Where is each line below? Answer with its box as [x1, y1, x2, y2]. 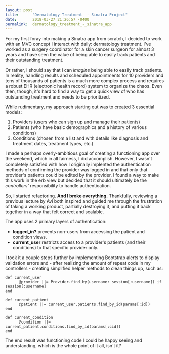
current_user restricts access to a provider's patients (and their [12, 239, 146, 245]
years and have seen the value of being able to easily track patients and [5, 52, 155, 58]
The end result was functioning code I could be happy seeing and [5, 337, 142, 343]
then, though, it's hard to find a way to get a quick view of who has [5, 88, 145, 94]
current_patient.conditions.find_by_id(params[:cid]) [5, 324, 121, 329]
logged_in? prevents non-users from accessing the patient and [12, 229, 145, 235]
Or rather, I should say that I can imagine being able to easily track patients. [5, 67, 163, 73]
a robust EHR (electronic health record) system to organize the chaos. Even [5, 83, 162, 89]
